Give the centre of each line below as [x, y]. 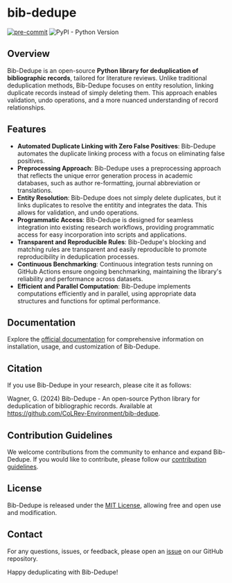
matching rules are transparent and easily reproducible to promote [112, 249]
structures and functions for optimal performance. [89, 301]
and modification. [32, 512]
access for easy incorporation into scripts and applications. [102, 235]
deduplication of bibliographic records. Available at [80, 406]
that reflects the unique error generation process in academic [105, 176]
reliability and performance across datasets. [80, 278]
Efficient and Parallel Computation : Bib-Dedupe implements [104, 286]
